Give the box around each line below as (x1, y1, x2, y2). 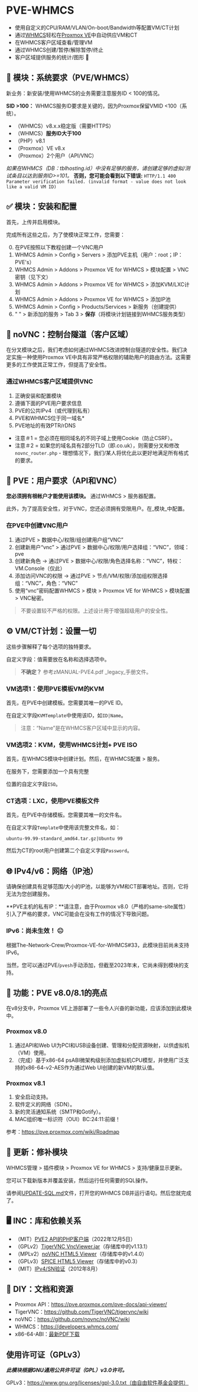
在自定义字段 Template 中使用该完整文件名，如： (6, 824, 121, 831)
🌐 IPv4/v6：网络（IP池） (6, 866, 98, 876)
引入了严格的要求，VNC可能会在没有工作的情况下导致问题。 (6, 910, 152, 918)
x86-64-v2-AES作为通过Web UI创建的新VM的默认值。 (25, 1064, 158, 1071)
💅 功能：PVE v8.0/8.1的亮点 (6, 988, 108, 998)
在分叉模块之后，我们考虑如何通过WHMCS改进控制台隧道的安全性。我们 (6, 346, 183, 353)
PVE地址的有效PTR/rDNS (14, 422, 76, 429)
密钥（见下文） (14, 273, 51, 280)
